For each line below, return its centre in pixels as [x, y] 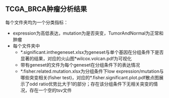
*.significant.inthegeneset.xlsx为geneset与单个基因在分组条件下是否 [92, 52]
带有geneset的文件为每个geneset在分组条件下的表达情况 [80, 64]
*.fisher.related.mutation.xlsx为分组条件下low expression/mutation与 [92, 71]
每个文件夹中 [26, 46]
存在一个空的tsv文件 [51, 90]
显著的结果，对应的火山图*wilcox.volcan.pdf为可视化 [76, 58]
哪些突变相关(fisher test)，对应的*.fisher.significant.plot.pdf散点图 [90, 77]
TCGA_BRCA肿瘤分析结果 [46, 9]
